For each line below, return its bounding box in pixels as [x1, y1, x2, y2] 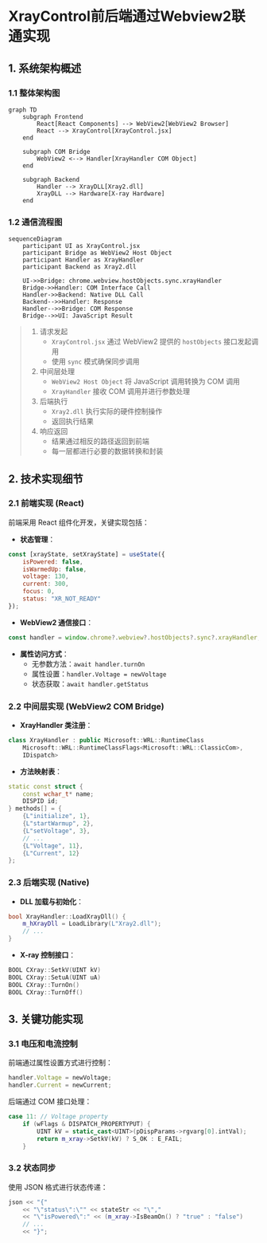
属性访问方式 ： [19, 649, 69, 659]
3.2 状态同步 [8, 1162, 56, 1174]
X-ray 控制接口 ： [19, 950, 76, 960]
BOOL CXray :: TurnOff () [8, 988, 83, 997]
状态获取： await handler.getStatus [31, 679, 149, 688]
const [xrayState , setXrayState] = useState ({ [8, 550, 165, 558]
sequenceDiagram [8, 235, 62, 243]
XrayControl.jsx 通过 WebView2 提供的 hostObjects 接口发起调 [51, 336, 259, 347]
